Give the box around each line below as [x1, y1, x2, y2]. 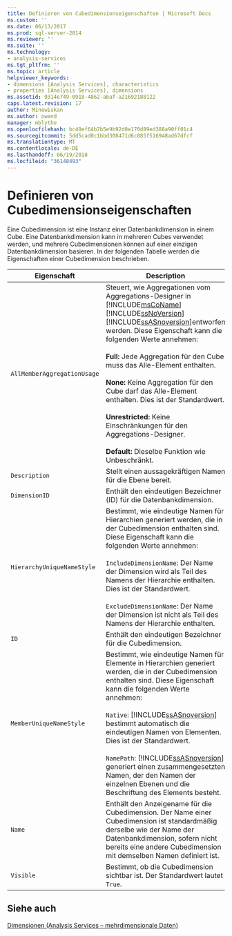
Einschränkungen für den [106, 421, 188, 430]
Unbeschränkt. [106, 455, 154, 465]
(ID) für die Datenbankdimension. [106, 495, 214, 504]
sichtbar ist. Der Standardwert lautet [106, 870, 223, 880]
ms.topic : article [7, 68, 60, 75]
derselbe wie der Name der [106, 825, 195, 834]
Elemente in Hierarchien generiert [106, 658, 215, 667]
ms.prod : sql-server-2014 [7, 29, 81, 37]
